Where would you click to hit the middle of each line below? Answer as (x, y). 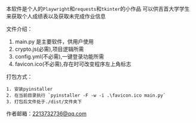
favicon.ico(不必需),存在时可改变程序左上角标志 (73, 64)
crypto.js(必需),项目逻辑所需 (49, 49)
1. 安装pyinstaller (30, 89)
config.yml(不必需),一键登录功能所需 (59, 56)
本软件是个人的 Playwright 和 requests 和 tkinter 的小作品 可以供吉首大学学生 (98, 9)
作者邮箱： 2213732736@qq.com (46, 113)
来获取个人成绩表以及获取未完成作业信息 (56, 16)
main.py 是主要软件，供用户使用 (54, 41)
